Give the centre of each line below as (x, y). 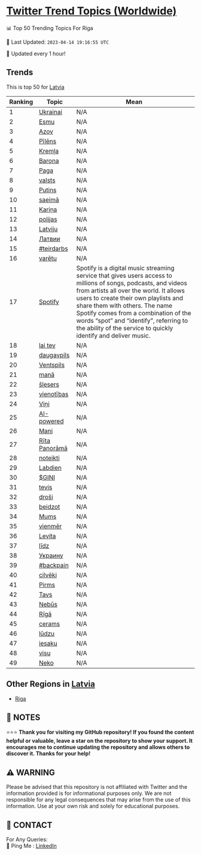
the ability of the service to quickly (125, 328)
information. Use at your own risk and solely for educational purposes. (93, 806)
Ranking (21, 101)
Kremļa (49, 151)
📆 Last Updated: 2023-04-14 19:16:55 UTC (58, 42)
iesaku (48, 643)
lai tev (47, 345)
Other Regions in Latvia (51, 684)
